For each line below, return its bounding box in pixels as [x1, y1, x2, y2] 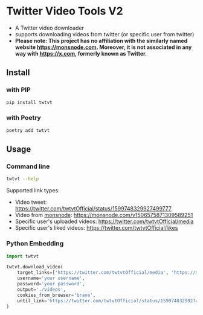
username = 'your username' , [17, 275, 85, 282]
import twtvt [6, 253, 39, 259]
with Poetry [6, 114, 41, 122]
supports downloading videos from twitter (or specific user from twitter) [14, 30, 195, 37]
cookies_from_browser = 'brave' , [17, 292, 96, 298]
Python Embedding [6, 239, 64, 248]
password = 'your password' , [17, 281, 85, 287]
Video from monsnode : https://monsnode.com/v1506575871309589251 [14, 212, 193, 219]
